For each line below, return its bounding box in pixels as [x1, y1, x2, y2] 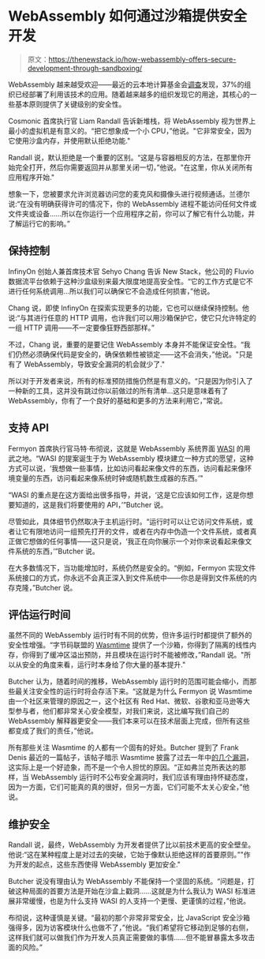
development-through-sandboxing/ [27, 63, 143, 73]
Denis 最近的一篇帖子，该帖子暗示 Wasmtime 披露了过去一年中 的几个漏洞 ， [8, 753, 254, 762]
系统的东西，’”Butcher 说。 [14, 546, 100, 556]
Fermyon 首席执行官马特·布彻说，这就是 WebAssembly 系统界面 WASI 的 [8, 444, 244, 453]
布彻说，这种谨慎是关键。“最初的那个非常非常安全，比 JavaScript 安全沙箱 [8, 913, 251, 923]
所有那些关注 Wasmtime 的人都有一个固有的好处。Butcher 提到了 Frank [8, 743, 239, 752]
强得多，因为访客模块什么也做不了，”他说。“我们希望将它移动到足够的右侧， [8, 923, 253, 932]
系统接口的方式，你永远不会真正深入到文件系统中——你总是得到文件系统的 [8, 573, 250, 583]
